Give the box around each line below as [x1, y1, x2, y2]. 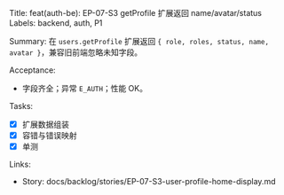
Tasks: [9, 101, 34, 111]
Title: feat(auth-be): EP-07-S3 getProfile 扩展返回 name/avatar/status [9, 8, 263, 18]
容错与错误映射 [21, 130, 77, 141]
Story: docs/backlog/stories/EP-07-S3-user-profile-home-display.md [21, 176, 276, 187]
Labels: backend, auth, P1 [9, 18, 103, 28]
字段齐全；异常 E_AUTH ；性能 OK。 [21, 83, 148, 93]
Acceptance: [9, 65, 56, 75]
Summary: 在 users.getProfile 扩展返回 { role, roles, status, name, [9, 36, 269, 46]
